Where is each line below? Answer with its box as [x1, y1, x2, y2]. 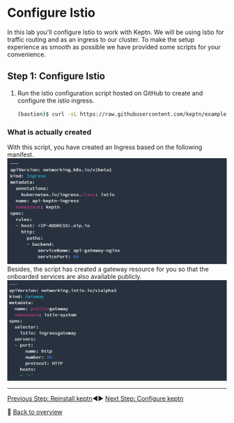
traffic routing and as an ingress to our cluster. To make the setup [7, 35, 195, 43]
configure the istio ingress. [17, 96, 95, 105]
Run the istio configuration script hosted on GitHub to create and [17, 89, 203, 97]
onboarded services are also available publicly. [7, 272, 142, 280]
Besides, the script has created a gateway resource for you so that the [7, 265, 209, 273]
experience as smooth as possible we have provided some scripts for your [7, 43, 221, 51]
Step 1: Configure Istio [7, 70, 106, 82]
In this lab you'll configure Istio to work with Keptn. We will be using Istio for [7, 28, 224, 36]
